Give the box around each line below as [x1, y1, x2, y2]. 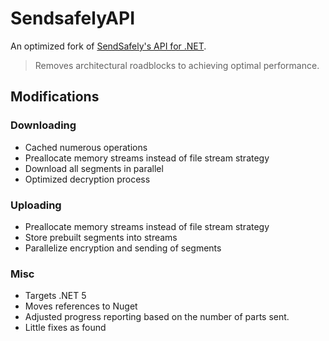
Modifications [10, 88, 100, 106]
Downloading [10, 118, 77, 132]
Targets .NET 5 [24, 290, 87, 302]
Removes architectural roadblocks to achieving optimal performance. [34, 59, 320, 71]
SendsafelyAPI [10, 7, 135, 30]
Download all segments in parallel [24, 162, 164, 174]
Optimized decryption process [24, 173, 151, 185]
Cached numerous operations [24, 141, 148, 153]
